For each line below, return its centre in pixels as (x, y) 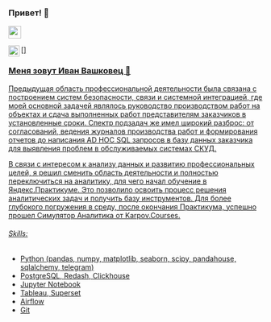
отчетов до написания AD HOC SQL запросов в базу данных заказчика (131, 139)
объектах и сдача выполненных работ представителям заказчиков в (127, 114)
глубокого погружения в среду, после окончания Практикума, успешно (132, 206)
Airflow (32, 301)
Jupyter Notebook (50, 284)
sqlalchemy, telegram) (57, 267)
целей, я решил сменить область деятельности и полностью (114, 172)
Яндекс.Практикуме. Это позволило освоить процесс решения (118, 189)
